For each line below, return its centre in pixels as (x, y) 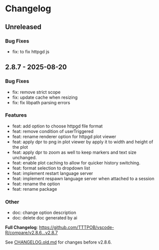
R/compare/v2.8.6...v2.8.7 (32, 233)
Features (16, 115)
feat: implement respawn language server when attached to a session (83, 178)
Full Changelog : (21, 227)
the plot (20, 147)
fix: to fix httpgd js (31, 51)
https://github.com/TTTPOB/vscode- (77, 227)
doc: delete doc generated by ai (45, 218)
